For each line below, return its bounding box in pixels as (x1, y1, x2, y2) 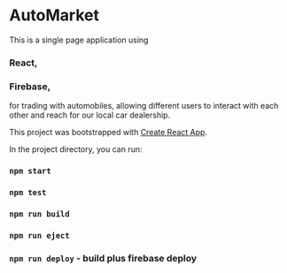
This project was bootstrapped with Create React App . (9, 127, 208, 138)
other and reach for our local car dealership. (9, 110, 171, 120)
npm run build (9, 209, 70, 219)
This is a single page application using (9, 34, 149, 45)
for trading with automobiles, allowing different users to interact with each (9, 101, 279, 111)
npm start (9, 166, 51, 177)
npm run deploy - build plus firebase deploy (9, 252, 198, 264)
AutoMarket (9, 5, 100, 26)
